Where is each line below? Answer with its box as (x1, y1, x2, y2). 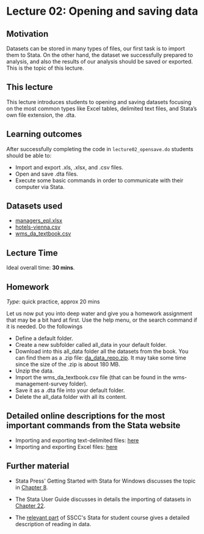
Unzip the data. (15, 367, 54, 374)
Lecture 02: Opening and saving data (6, 4, 199, 18)
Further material (6, 461, 70, 472)
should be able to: (6, 152, 52, 159)
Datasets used (6, 201, 63, 212)
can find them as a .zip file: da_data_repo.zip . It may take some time (15, 354, 186, 362)
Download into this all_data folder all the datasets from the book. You (15, 347, 189, 355)
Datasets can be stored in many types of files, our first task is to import (6, 45, 185, 52)
